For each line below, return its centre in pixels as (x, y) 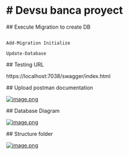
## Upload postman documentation (50, 88)
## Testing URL (25, 64)
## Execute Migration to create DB (48, 27)
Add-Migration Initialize (38, 43)
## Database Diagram (33, 110)
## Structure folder (30, 134)
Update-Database (26, 53)
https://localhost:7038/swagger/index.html (59, 76)
